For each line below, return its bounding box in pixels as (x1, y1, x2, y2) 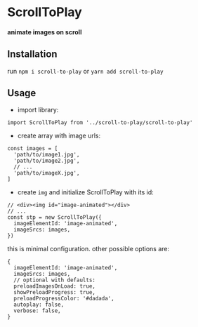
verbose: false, (13, 307, 61, 314)
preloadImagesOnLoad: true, (13, 283, 96, 290)
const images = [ (7, 145, 58, 152)
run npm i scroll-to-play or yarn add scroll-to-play (7, 67, 164, 75)
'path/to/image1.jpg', (13, 152, 80, 159)
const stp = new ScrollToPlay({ (7, 214, 102, 221)
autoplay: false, (13, 301, 65, 309)
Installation (7, 48, 58, 60)
